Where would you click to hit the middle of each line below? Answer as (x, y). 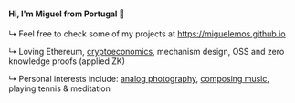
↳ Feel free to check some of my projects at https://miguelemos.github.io (147, 34)
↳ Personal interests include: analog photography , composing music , (139, 79)
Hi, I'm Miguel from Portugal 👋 (67, 14)
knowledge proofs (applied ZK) (67, 61)
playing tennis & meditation (60, 88)
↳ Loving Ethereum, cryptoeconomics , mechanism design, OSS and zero (147, 52)
